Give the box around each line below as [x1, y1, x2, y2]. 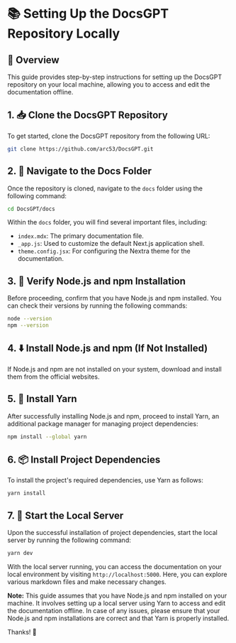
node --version [7, 315, 52, 323]
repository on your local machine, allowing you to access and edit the [7, 80, 210, 89]
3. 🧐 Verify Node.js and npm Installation [7, 275, 186, 287]
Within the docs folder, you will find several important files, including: [7, 218, 208, 227]
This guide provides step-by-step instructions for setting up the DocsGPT [7, 72, 223, 81]
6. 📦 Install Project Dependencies [7, 453, 161, 465]
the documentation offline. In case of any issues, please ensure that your [7, 606, 220, 615]
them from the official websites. [7, 372, 100, 381]
